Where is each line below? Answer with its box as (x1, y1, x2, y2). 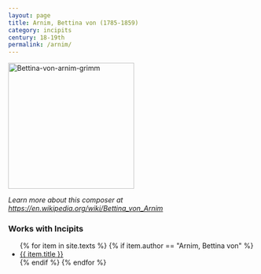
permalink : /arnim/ (8, 41, 72, 49)
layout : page (8, 11, 51, 20)
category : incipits (8, 26, 72, 34)
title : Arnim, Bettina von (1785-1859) (8, 19, 139, 27)
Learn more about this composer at (8, 195, 123, 205)
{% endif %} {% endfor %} (19, 257, 107, 268)
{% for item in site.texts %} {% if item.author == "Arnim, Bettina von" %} (19, 241, 254, 250)
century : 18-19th (8, 33, 65, 42)
